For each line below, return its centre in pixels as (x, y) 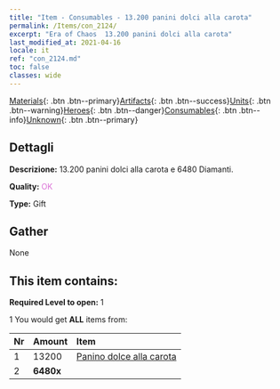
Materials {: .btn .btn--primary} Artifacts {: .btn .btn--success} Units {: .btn (140, 101)
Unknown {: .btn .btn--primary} (82, 119)
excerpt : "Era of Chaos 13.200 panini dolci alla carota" (121, 34)
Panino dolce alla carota (126, 357)
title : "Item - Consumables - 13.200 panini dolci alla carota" (131, 17)
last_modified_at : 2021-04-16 (65, 42)
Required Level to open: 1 (56, 303)
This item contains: (64, 281)
